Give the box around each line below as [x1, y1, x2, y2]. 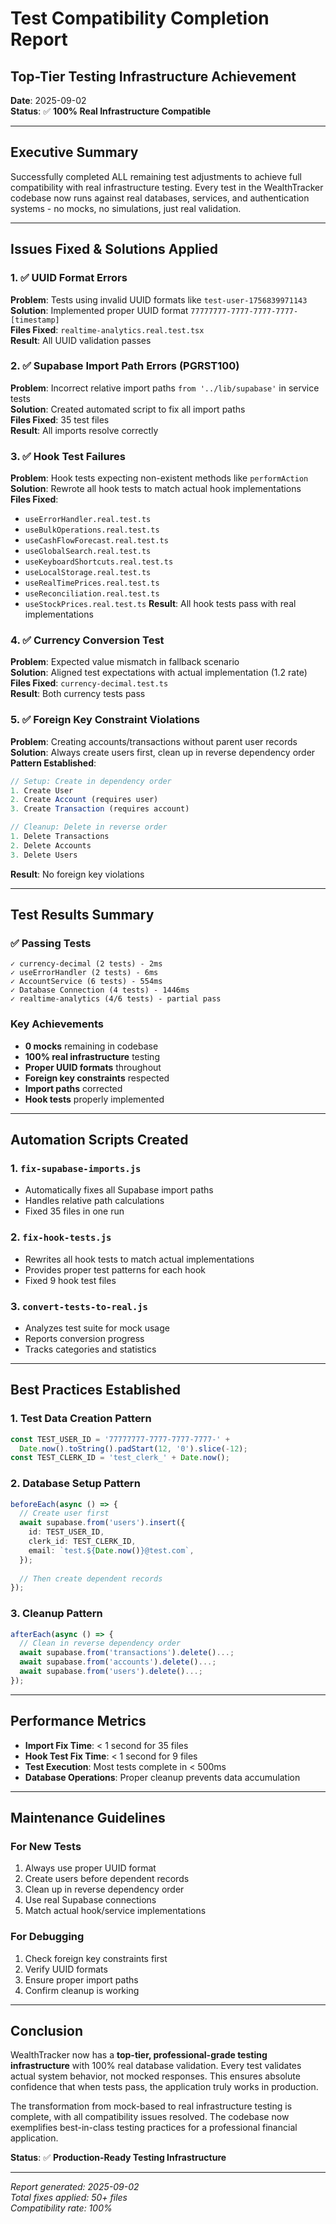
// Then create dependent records [19, 1573, 163, 1584]
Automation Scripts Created [10, 1132, 189, 1149]
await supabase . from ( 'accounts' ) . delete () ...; [19, 1657, 217, 1667]
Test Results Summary [10, 907, 155, 924]
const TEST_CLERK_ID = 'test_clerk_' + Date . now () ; [10, 1453, 230, 1463]
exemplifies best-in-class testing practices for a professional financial [10, 2122, 298, 2134]
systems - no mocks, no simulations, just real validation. [10, 202, 242, 214]
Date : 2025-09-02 [10, 95, 87, 106]
